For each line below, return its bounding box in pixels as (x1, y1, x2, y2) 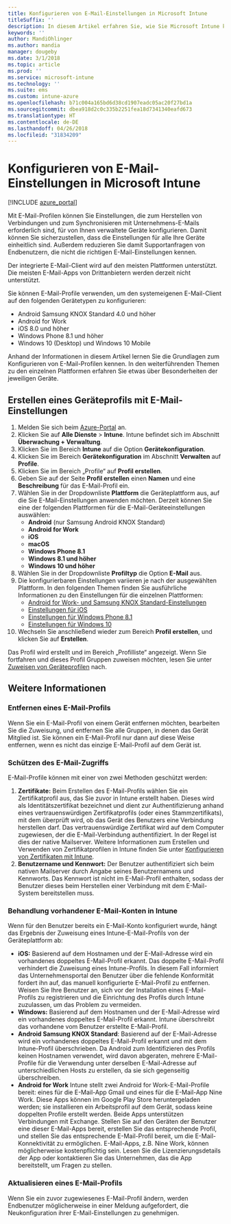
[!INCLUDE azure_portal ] (8, 199, 77, 207)
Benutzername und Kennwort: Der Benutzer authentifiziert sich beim (17, 859, 215, 868)
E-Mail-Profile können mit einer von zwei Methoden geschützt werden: (8, 773, 208, 782)
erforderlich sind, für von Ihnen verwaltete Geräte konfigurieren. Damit (8, 226, 207, 234)
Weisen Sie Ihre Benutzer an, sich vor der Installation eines (17, 986, 184, 995)
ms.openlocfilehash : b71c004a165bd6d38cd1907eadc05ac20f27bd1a (8, 100, 193, 106)
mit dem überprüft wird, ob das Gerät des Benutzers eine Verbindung (17, 815, 214, 824)
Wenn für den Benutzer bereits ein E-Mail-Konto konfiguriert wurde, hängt (8, 922, 217, 930)
